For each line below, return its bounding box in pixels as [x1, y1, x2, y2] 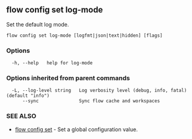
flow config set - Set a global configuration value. [14, 126, 138, 133]
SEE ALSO [6, 112, 37, 120]
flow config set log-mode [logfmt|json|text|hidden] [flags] [6, 32, 163, 39]
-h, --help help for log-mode [11, 60, 93, 66]
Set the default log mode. [6, 20, 69, 28]
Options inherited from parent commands [6, 74, 131, 82]
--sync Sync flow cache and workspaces [22, 98, 161, 104]
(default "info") [6, 93, 50, 99]
